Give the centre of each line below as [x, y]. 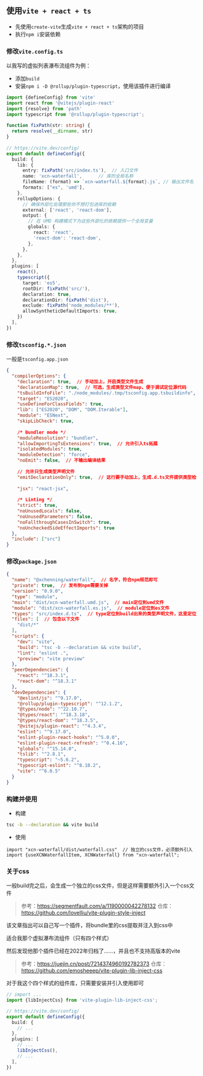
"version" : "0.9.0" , [37, 592]
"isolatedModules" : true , [50, 449]
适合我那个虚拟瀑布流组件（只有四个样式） [59, 938]
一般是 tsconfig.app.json [37, 359]
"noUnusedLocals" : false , [50, 511]
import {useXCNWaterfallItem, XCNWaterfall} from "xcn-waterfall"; [93, 855]
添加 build [27, 79]
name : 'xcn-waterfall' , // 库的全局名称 [78, 176]
